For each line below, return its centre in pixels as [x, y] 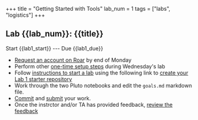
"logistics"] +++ [26, 15]
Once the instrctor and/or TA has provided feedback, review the [93, 104]
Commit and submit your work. [53, 98]
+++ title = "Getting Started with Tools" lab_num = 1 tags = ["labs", [88, 9]
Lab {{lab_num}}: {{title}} [54, 34]
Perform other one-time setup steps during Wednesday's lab [90, 66]
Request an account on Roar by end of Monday [73, 60]
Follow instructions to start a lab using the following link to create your [101, 73]
